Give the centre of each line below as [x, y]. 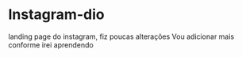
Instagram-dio [56, 15]
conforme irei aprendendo [51, 44]
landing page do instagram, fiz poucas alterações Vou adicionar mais [121, 36]
